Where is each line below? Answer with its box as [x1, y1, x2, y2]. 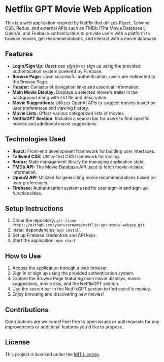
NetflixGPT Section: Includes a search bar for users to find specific [12, 115, 150, 121]
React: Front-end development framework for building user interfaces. [12, 148, 156, 154]
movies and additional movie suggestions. [12, 121, 98, 126]
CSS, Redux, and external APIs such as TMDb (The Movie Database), [5, 25, 145, 31]
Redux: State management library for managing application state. [12, 159, 145, 164]
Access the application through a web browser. [12, 265, 108, 271]
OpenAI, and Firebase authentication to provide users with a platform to [5, 30, 150, 36]
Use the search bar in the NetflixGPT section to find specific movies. [12, 286, 152, 292]
